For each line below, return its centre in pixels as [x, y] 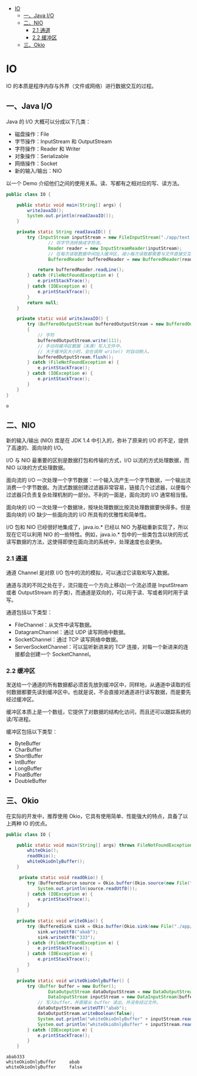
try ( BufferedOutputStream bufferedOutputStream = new [96, 324]
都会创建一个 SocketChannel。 [57, 654]
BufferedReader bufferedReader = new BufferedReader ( [115, 259]
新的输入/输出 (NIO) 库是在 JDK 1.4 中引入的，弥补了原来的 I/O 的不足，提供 [97, 441]
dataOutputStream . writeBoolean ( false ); [86, 1014]
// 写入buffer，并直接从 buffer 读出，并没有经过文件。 [99, 1003]
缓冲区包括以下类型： [32, 732]
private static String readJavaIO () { [64, 232]
